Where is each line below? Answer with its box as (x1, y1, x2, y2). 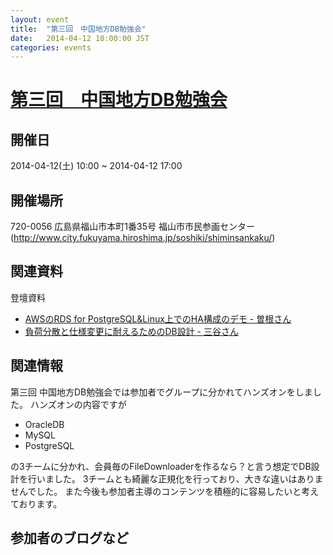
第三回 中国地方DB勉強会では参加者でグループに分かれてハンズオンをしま (10, 386, 313, 398)
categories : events (10, 42, 92, 53)
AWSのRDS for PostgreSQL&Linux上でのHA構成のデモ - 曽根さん (24, 312, 292, 325)
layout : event (10, 14, 70, 25)
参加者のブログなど (10, 530, 129, 547)
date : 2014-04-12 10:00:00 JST (10, 33, 150, 43)
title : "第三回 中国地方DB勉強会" (10, 24, 147, 34)
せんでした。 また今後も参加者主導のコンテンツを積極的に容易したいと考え (10, 485, 320, 497)
